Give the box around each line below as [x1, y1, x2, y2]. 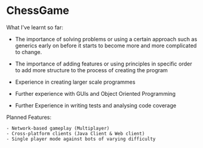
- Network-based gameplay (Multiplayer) [6, 125, 110, 131]
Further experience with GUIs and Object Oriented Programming [15, 90, 176, 97]
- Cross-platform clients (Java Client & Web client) [6, 130, 145, 136]
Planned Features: [6, 113, 52, 121]
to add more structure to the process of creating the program [15, 66, 168, 73]
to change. [15, 48, 42, 55]
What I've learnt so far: [6, 24, 64, 31]
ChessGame [6, 4, 70, 18]
